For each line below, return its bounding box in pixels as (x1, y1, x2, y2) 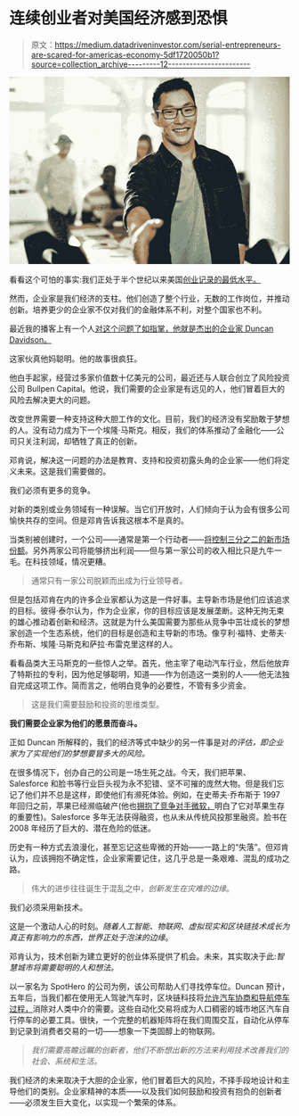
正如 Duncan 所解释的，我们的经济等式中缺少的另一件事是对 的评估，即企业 (9, 737, 284, 748)
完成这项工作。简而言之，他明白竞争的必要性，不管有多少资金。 (16, 680, 251, 691)
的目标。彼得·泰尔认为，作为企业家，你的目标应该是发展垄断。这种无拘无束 (9, 606, 285, 616)
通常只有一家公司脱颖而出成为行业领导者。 (30, 575, 188, 586)
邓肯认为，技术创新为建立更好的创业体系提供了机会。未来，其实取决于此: (9, 951, 278, 962)
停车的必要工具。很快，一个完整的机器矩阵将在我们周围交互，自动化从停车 (16, 1014, 290, 1026)
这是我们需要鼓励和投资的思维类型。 (30, 699, 165, 710)
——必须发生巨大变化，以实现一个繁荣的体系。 (9, 1097, 181, 1108)
